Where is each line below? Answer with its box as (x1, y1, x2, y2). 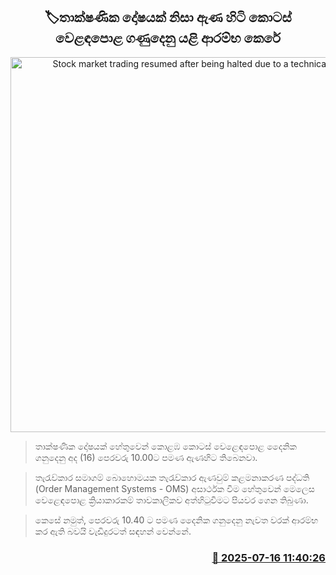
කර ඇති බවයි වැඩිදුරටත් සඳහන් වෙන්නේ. (34, 525, 192, 537)
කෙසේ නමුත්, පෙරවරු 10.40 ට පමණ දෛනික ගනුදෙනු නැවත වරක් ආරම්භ (34, 514, 319, 526)
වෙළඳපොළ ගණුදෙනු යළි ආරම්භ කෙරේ (55, 30, 281, 47)
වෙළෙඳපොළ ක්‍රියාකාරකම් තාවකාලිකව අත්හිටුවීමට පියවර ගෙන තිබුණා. (34, 494, 309, 506)
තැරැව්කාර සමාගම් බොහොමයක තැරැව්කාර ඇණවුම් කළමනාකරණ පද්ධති (34, 471, 310, 483)
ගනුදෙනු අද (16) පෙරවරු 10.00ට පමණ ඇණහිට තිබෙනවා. (34, 451, 258, 463)
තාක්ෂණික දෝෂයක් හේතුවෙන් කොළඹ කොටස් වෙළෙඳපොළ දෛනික (34, 440, 297, 452)
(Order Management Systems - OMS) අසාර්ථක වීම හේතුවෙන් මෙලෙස (34, 482, 315, 494)
